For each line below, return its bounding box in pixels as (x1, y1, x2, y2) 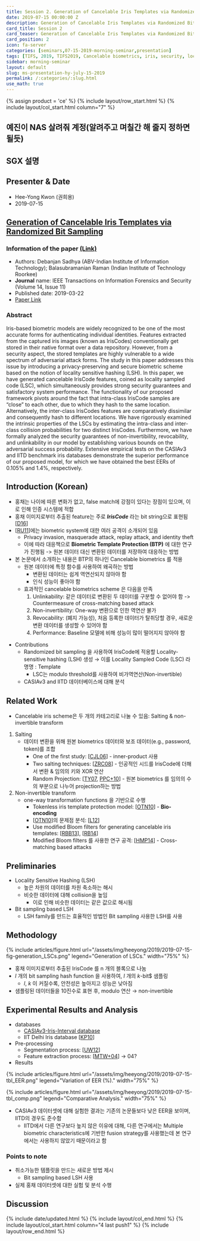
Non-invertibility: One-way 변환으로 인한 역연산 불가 (32, 607, 157, 614)
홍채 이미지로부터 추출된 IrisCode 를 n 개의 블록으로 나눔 (14, 964, 147, 972)
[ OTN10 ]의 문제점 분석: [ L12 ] (32, 817, 100, 824)
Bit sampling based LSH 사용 (23, 1173, 93, 1181)
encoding (32, 810, 57, 817)
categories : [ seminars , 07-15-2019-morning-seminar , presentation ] (6, 48, 171, 54)
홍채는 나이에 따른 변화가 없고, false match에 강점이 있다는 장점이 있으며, (14, 498, 185, 505)
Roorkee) (14, 271, 37, 278)
